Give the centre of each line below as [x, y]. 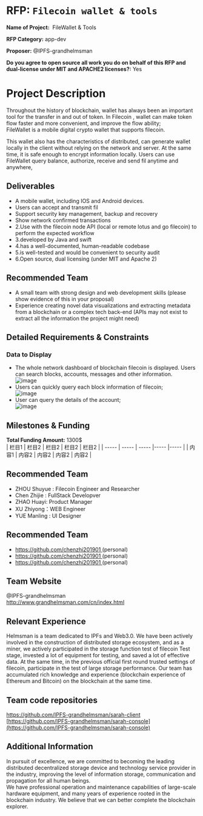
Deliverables [31, 186]
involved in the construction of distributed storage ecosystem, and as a [95, 643]
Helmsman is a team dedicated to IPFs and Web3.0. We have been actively [99, 636]
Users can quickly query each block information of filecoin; [89, 387]
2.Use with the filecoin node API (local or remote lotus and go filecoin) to [106, 226]
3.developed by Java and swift [53, 239]
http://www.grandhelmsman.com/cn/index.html [65, 602]
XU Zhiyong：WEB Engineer [50, 509]
